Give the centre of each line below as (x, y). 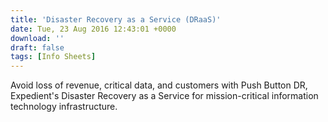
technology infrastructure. (64, 107)
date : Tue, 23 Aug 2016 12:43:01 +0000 (93, 29)
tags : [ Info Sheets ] (53, 57)
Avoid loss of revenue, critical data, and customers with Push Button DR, (159, 85)
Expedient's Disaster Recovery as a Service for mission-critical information (164, 96)
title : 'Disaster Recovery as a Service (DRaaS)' (116, 19)
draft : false (37, 47)
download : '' (37, 38)
